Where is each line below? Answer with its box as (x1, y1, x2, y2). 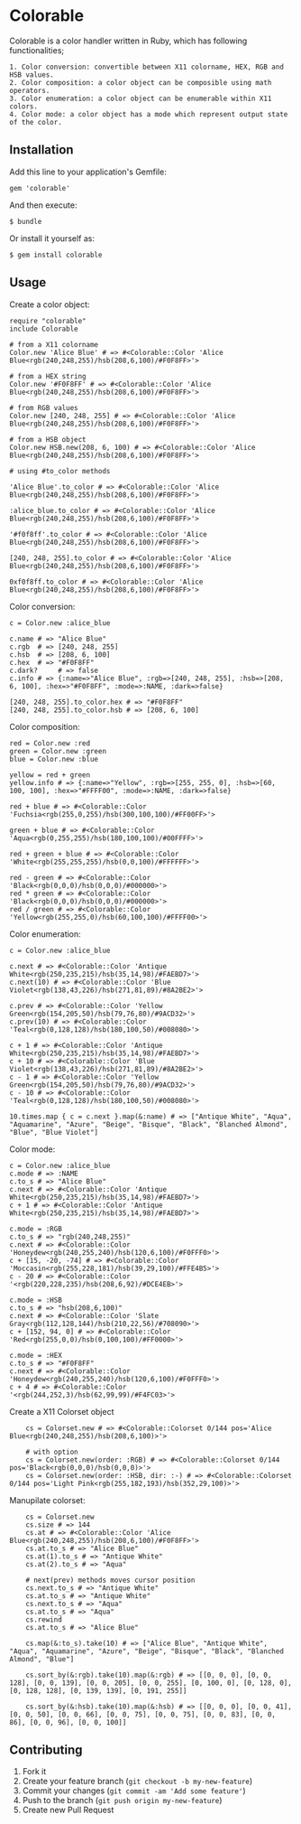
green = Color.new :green (9, 746, 106, 755)
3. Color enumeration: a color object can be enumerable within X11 (9, 94, 272, 103)
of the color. (9, 117, 63, 126)
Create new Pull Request (22, 1804, 114, 1816)
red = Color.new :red (9, 738, 91, 748)
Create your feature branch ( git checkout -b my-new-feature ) (22, 1776, 253, 1787)
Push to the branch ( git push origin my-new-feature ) (22, 1795, 223, 1806)
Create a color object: (9, 299, 90, 310)
